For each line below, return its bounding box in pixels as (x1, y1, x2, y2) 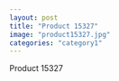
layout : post (9, 13, 59, 22)
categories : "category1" (9, 38, 103, 48)
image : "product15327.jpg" (9, 30, 111, 39)
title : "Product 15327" (9, 22, 99, 31)
